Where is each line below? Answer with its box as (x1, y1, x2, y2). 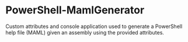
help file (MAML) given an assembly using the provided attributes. (5, 29, 165, 36)
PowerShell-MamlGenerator (5, 3, 145, 17)
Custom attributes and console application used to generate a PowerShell (5, 23, 183, 30)
